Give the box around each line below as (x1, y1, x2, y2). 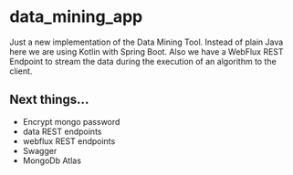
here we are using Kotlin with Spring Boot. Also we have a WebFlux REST (9, 46, 285, 57)
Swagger (22, 145, 58, 156)
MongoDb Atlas (22, 155, 82, 166)
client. (9, 66, 33, 77)
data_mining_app (9, 6, 143, 27)
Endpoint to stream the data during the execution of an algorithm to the (9, 56, 277, 67)
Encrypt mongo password (22, 116, 120, 127)
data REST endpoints (22, 126, 102, 137)
